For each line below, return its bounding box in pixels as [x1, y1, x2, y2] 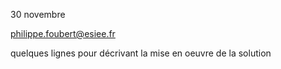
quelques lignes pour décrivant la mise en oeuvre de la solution [10, 47, 272, 59]
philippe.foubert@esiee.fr [10, 28, 116, 39]
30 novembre [10, 9, 66, 20]
